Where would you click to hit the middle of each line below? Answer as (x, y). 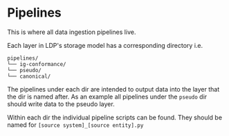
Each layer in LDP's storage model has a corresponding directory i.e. (105, 45)
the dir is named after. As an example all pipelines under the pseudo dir (107, 96)
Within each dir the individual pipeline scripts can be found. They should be (115, 117)
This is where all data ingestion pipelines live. (72, 32)
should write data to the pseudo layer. (61, 104)
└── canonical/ (29, 76)
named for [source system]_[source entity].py (75, 125)
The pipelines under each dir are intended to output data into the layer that (113, 89)
